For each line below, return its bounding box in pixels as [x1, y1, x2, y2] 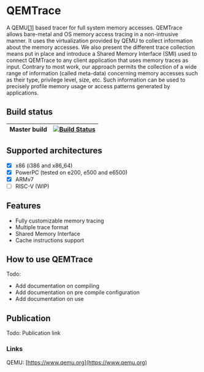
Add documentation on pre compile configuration [15, 289, 140, 296]
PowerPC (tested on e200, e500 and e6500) [15, 169, 128, 176]
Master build [9, 125, 48, 134]
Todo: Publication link [6, 329, 61, 337]
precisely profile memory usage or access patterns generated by [6, 82, 170, 89]
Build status [6, 107, 53, 117]
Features [6, 200, 41, 211]
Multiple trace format [15, 223, 69, 230]
